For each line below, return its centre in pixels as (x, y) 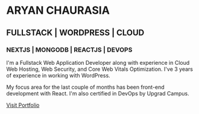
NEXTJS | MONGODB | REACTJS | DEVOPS (69, 50)
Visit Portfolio (23, 105)
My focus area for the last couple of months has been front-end (85, 87)
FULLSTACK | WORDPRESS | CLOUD (75, 33)
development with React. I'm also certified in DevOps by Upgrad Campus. (98, 93)
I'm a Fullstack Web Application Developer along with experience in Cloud (98, 62)
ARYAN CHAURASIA (58, 10)
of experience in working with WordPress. (58, 75)
